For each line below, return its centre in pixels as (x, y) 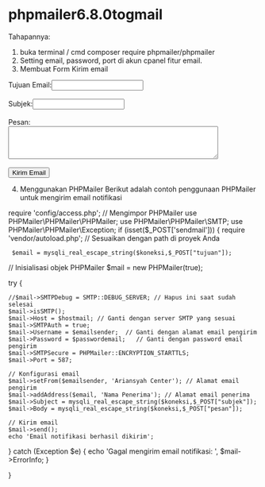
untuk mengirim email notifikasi (71, 197)
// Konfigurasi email (44, 374)
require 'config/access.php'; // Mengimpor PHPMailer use (103, 213)
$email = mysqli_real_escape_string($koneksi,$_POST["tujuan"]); (122, 253)
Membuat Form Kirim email (64, 68)
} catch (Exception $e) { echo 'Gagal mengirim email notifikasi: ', (113, 451)
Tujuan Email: (30, 84)
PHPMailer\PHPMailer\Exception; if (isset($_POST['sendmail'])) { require (127, 230)
